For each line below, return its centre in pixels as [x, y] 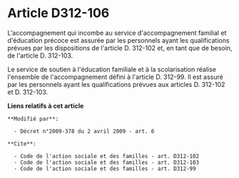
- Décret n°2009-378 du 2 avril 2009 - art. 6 [84, 131]
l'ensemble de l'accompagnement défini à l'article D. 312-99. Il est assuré [115, 77]
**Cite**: [22, 144]
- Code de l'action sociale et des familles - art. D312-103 [107, 162]
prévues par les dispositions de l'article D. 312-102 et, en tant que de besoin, [120, 48]
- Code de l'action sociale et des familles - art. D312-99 [105, 169]
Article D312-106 [59, 13]
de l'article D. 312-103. [40, 56]
